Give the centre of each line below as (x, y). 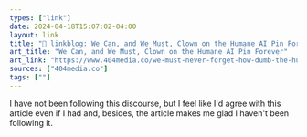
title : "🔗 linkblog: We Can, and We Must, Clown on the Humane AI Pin (147, 43)
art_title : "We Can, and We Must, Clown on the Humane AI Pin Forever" (148, 52)
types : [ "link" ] (40, 18)
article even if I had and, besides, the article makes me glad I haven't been (149, 113)
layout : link (34, 35)
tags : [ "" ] (30, 78)
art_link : (28, 60)
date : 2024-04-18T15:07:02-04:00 (73, 26)
